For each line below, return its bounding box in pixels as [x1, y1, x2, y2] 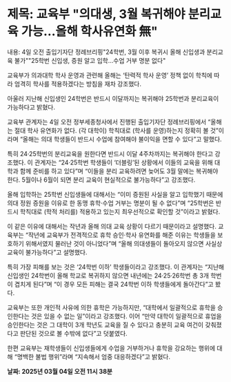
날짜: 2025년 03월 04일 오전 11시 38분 [7, 367, 112, 375]
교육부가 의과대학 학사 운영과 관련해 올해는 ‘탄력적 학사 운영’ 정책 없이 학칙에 [7, 70, 212, 79]
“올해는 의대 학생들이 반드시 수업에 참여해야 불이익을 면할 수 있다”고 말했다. [19, 135, 222, 143]
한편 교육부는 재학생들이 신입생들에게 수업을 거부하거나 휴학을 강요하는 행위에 [7, 343, 216, 352]
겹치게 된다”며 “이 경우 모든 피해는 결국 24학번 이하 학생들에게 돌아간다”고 [14, 280, 214, 288]
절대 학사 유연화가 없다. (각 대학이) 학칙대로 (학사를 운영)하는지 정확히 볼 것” [14, 126, 219, 135]
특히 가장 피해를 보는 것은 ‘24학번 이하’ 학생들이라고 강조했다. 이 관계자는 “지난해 [7, 262, 225, 271]
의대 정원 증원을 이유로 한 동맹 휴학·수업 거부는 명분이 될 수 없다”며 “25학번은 [7, 198, 214, 207]
